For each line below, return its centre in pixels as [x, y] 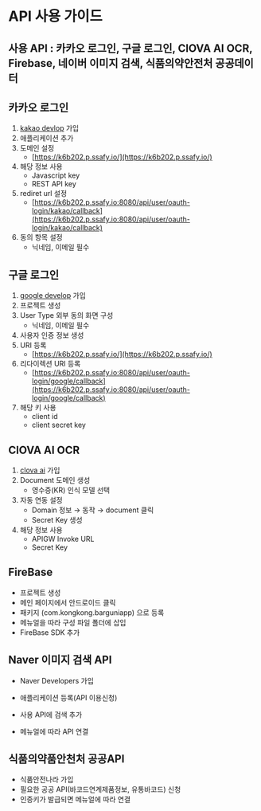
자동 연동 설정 [41, 500]
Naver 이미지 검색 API [60, 660]
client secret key [58, 425]
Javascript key [56, 175]
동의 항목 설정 [41, 237]
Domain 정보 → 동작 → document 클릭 [93, 510]
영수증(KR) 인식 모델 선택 [70, 490]
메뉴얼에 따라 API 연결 [54, 731]
